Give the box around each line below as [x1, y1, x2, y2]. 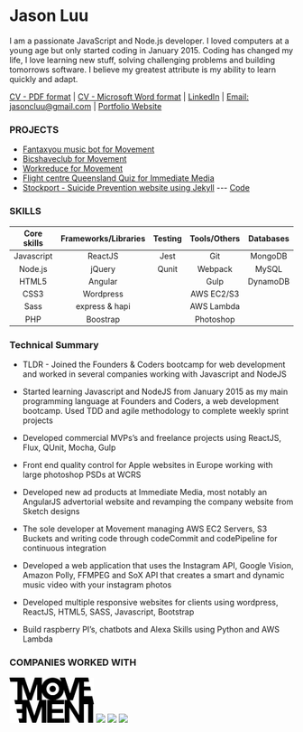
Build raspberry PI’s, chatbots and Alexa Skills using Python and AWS [22, 624, 280, 635]
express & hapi [75, 301, 131, 312]
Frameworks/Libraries [60, 232, 146, 244]
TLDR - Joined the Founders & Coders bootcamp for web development [22, 359, 286, 371]
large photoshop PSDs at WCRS [22, 469, 142, 480]
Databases [247, 232, 290, 244]
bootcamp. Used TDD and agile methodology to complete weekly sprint [22, 406, 289, 417]
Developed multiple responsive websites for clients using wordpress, [22, 597, 279, 608]
